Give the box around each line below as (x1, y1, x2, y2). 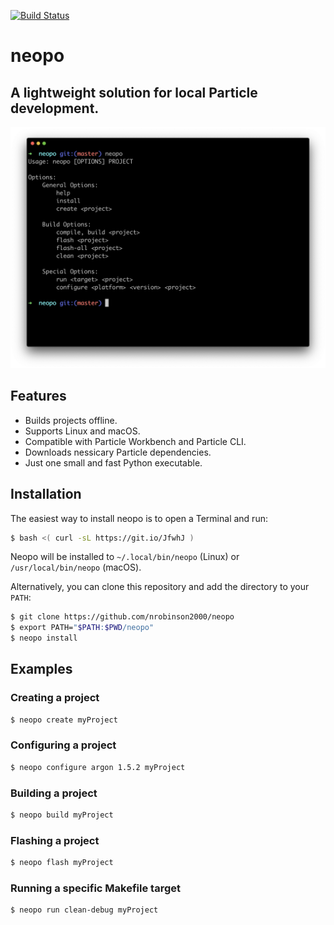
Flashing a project (10, 833, 100, 847)
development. (10, 100, 100, 117)
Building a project (10, 786, 98, 800)
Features (10, 388, 67, 405)
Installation (10, 486, 82, 503)
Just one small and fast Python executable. (24, 456, 203, 469)
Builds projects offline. (24, 414, 118, 426)
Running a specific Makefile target (10, 881, 181, 895)
